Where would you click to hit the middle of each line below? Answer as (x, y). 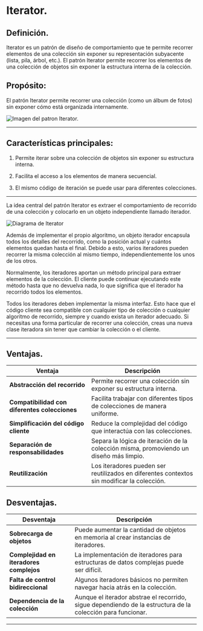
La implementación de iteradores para (128, 555)
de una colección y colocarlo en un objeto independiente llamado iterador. (99, 211)
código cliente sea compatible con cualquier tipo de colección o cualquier (98, 310)
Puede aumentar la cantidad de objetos (130, 530)
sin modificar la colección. (129, 481)
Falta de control (32, 580)
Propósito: (26, 86)
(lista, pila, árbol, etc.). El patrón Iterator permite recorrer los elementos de (99, 60)
